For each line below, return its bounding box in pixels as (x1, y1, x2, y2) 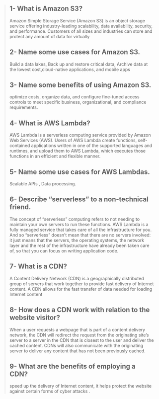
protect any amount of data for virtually (9, 33, 90, 39)
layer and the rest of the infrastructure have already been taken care (9, 242, 150, 248)
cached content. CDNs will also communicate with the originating (9, 342, 144, 348)
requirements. (9, 104, 38, 110)
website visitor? (9, 314, 60, 322)
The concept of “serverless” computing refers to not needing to (9, 216, 140, 222)
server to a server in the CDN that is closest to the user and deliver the (9, 337, 154, 343)
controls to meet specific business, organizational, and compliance (9, 99, 147, 105)
